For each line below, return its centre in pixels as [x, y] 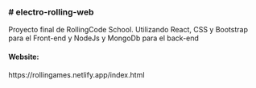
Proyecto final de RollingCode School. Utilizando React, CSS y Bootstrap [128, 30]
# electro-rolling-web [51, 12]
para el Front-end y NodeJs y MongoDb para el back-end [104, 38]
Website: [24, 57]
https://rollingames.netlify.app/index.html [76, 74]
